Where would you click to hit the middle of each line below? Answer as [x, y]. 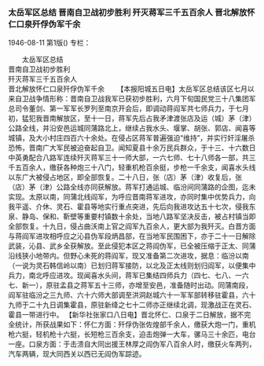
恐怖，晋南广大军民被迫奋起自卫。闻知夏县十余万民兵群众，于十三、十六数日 [132, 148]
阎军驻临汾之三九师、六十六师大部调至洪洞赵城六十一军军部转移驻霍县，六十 [132, 295]
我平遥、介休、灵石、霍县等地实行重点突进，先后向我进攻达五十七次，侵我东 [132, 207]
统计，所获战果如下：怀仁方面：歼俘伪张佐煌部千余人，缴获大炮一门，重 [132, 324]
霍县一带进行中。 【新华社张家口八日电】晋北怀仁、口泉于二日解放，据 [123, 315]
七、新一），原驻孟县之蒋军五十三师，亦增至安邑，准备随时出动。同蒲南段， [130, 285]
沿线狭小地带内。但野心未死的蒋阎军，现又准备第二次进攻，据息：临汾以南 [128, 256]
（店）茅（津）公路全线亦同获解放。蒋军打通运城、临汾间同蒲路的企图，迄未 [132, 187]
